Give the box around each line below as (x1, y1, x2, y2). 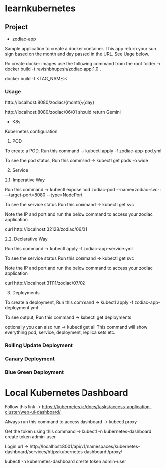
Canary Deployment (5, 355, 55, 362)
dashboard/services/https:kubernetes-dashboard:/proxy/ (5, 449, 123, 455)
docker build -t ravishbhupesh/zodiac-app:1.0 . (5, 66, 101, 72)
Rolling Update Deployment (5, 342, 73, 349)
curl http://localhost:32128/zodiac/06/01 (5, 226, 88, 232)
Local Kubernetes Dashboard (5, 387, 128, 399)
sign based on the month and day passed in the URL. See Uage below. (5, 51, 149, 57)
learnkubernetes (5, 3, 76, 14)
